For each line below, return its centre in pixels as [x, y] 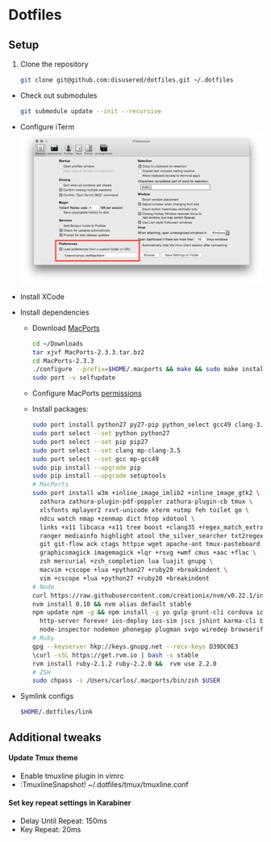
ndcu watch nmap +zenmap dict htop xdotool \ [117, 518]
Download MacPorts [66, 328]
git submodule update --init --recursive [91, 111]
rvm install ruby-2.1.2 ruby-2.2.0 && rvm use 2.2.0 [124, 664]
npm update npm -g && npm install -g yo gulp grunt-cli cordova [142, 612]
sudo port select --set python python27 [101, 434]
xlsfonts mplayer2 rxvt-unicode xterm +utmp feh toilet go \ [144, 510]
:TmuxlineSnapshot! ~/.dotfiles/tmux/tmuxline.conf [104, 784]
